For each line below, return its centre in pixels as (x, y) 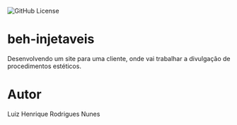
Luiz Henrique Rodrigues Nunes (54, 114)
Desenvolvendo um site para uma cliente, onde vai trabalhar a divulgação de (119, 58)
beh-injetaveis (51, 39)
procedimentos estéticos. (44, 66)
